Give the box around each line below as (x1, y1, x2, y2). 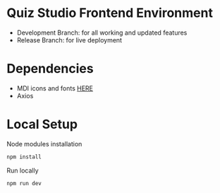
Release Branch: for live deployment (16, 35, 123, 44)
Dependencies (6, 61, 94, 77)
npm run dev (6, 180, 42, 187)
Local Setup (6, 117, 78, 132)
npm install (6, 153, 42, 160)
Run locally (6, 166, 39, 175)
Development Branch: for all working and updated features (16, 28, 188, 37)
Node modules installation (6, 139, 82, 148)
